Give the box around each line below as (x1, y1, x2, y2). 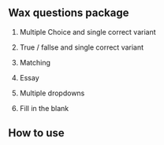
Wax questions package (8, 6, 129, 20)
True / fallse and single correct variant (19, 43, 144, 52)
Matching (19, 58, 51, 67)
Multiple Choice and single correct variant (19, 27, 156, 36)
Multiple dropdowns (19, 88, 85, 98)
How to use (8, 126, 65, 140)
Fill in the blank (19, 103, 69, 113)
